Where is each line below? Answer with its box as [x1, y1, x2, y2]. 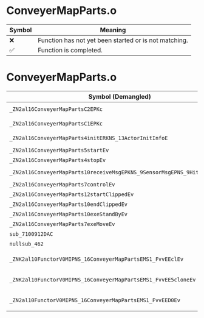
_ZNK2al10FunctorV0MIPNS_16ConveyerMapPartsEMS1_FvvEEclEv [9, 255, 184, 263]
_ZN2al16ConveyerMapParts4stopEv [9, 157, 106, 163]
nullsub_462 [9, 240, 44, 247]
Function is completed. [37, 46, 103, 54]
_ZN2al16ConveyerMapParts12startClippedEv [9, 191, 134, 198]
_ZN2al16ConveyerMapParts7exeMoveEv [9, 221, 115, 227]
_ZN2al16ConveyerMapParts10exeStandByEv [9, 211, 127, 217]
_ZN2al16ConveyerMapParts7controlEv [9, 181, 115, 188]
